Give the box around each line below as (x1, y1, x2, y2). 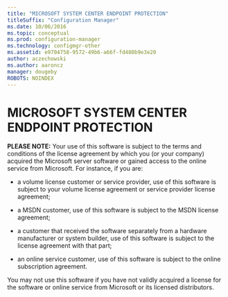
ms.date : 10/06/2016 (7, 23, 67, 30)
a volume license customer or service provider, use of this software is (17, 178, 216, 186)
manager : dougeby (7, 68, 58, 75)
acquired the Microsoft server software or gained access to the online (7, 157, 207, 165)
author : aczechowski (7, 56, 67, 62)
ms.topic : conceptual (7, 29, 70, 37)
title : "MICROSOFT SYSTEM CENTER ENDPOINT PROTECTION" (7, 10, 169, 17)
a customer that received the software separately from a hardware (17, 227, 207, 235)
